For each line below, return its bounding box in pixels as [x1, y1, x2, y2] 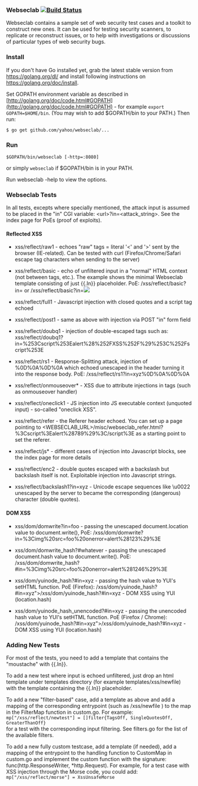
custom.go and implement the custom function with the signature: [6, 755, 167, 762]
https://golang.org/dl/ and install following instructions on [6, 73, 146, 80]
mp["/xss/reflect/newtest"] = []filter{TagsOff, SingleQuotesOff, [6, 714, 173, 721]
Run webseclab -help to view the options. [6, 176, 108, 183]
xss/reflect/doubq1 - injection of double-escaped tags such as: [14, 328, 168, 335]
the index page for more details [14, 454, 92, 461]
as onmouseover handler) [14, 388, 78, 396]
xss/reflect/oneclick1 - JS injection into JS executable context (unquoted [14, 400, 192, 407]
